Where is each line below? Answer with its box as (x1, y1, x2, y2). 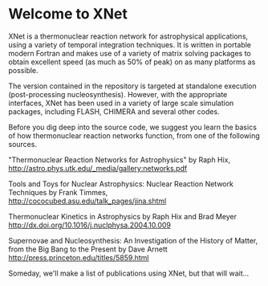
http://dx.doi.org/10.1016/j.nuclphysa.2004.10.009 (8, 220, 171, 230)
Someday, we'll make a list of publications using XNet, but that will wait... (8, 268, 250, 278)
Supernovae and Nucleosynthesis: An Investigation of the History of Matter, (8, 235, 258, 245)
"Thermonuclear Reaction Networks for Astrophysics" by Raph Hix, (8, 154, 231, 165)
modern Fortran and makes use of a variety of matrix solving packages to (8, 48, 251, 58)
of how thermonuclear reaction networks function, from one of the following (8, 130, 261, 141)
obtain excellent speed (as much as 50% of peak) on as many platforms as (8, 57, 256, 67)
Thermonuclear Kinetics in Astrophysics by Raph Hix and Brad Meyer (8, 211, 238, 221)
